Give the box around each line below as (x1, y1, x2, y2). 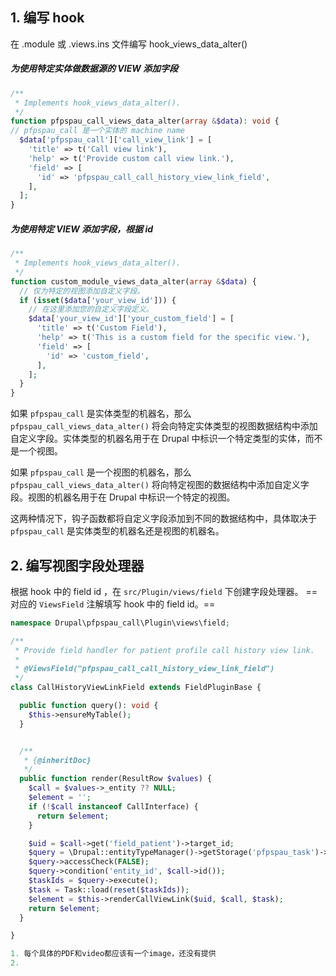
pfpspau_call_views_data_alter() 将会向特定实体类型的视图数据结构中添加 (10, 420, 318, 432)
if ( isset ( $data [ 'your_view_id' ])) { (19, 295, 177, 305)
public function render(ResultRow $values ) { (19, 774, 213, 784)
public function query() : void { (19, 701, 159, 711)
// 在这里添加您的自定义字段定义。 (28, 304, 154, 315)
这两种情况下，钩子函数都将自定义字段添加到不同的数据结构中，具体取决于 (10, 513, 317, 525)
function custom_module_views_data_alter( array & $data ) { (10, 276, 257, 287)
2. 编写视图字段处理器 (10, 557, 145, 574)
